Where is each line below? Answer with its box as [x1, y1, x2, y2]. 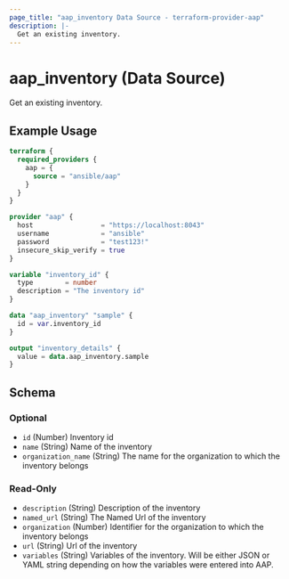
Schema [9, 385, 56, 400]
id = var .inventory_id [17, 319, 101, 328]
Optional [9, 412, 47, 424]
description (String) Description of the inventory [21, 502, 201, 513]
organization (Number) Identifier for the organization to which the [21, 522, 264, 533]
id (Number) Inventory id [21, 431, 114, 442]
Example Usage [9, 123, 98, 138]
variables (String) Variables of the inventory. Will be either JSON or [21, 550, 270, 561]
